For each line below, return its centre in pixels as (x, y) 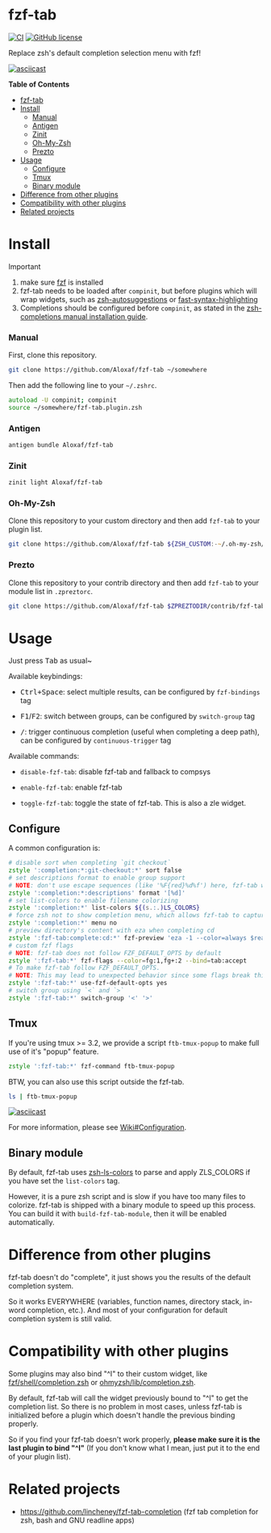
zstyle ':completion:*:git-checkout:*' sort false (95, 870)
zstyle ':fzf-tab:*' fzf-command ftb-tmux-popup (92, 1066)
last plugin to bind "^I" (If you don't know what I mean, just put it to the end (134, 1448)
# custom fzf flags (41, 945)
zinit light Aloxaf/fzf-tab (56, 482)
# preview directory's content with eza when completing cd (112, 931)
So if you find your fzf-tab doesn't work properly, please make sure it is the (134, 1439)
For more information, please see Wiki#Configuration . (98, 1127)
